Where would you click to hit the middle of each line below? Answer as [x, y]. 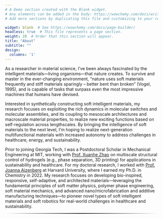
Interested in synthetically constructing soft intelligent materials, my [73, 104]
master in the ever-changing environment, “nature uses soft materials [74, 79]
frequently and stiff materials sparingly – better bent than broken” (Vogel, [78, 84]
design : [13, 50]
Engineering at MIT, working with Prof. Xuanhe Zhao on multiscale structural [81, 154]
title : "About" [20, 41]
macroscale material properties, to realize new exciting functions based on [80, 119]
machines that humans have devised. [42, 94]
